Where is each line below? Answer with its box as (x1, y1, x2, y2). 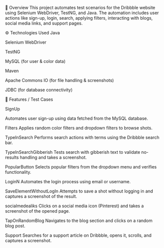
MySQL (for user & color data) (5, 58, 66, 64)
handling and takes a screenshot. (20, 155, 87, 160)
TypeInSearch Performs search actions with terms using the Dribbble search (5, 135, 160, 140)
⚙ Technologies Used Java (5, 30, 60, 35)
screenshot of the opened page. (5, 208, 70, 214)
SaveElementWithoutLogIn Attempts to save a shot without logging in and (5, 188, 153, 194)
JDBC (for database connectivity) (5, 87, 73, 93)
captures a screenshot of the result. (5, 193, 77, 199)
